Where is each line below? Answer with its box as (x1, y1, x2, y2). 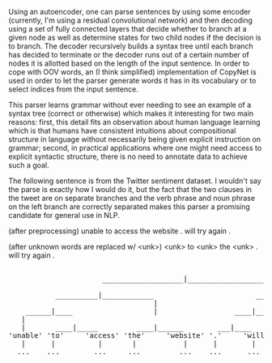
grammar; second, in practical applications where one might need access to (8, 143, 262, 152)
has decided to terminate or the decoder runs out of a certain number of (8, 50, 249, 59)
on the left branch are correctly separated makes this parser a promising (8, 202, 251, 211)
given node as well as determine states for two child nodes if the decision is (8, 32, 261, 42)
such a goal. (8, 160, 50, 169)
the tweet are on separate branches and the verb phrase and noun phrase (8, 194, 256, 203)
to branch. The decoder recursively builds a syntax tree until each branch (8, 41, 253, 51)
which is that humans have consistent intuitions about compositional (8, 126, 236, 135)
